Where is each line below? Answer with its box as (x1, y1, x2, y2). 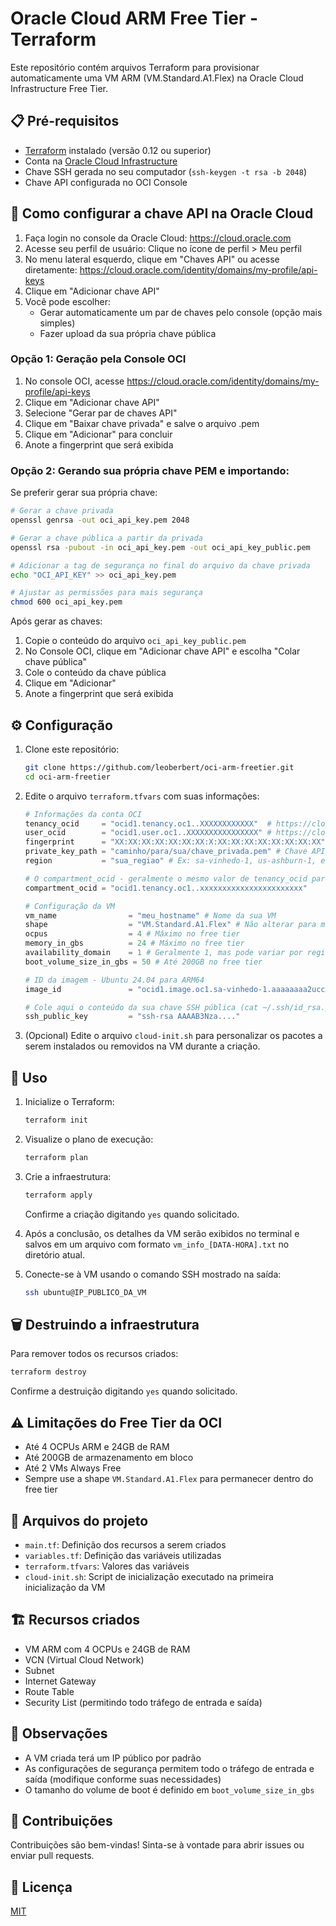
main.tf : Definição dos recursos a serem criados (24, 1538, 227, 1551)
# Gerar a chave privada (10, 506, 114, 516)
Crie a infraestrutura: (24, 1170, 112, 1182)
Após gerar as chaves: (10, 615, 103, 627)
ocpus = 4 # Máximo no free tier (24, 929, 241, 939)
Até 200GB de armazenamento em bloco (24, 1452, 194, 1464)
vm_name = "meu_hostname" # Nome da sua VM (24, 910, 277, 921)
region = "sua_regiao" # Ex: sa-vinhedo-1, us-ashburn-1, (24, 856, 317, 866)
